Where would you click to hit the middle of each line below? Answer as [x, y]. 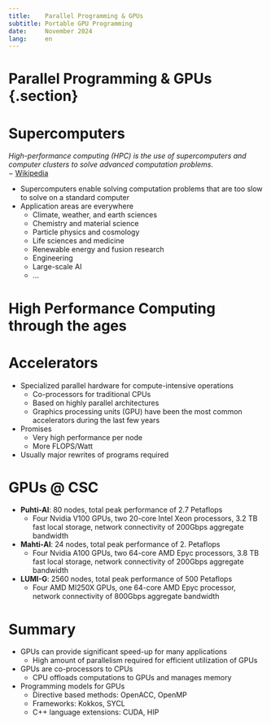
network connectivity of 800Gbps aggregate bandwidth [126, 596]
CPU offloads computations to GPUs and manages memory [132, 678]
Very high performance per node [87, 437]
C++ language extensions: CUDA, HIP [96, 712]
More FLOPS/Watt [63, 446]
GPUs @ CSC [54, 487]
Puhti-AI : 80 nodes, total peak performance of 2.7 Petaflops [121, 510]
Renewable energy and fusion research [98, 250]
